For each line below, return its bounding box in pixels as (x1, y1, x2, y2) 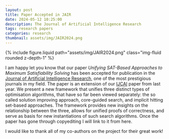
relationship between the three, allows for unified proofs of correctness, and (5, 107, 164, 114)
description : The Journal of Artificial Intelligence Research (5, 21, 142, 27)
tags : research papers (5, 26, 53, 31)
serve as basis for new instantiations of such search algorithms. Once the (5, 113, 158, 119)
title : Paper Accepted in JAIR (5, 12, 71, 17)
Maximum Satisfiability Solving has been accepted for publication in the (5, 70, 155, 76)
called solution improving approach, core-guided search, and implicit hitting (5, 97, 163, 103)
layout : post (5, 7, 33, 13)
